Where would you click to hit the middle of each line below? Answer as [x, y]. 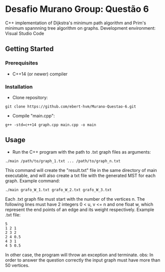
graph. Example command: [33, 181]
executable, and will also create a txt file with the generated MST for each [81, 175]
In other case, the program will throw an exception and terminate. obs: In [79, 255]
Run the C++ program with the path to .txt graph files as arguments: [82, 152]
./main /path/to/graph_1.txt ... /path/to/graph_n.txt [63, 161]
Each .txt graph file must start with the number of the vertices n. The [75, 199]
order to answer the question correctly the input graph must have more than [83, 260]
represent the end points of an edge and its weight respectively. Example [80, 210]
